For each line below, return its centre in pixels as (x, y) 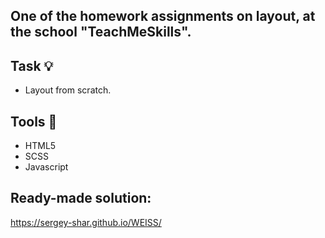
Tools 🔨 (34, 121)
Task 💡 (32, 65)
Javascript (46, 167)
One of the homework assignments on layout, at (163, 16)
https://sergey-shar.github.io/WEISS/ (86, 222)
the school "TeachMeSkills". (101, 32)
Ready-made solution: (81, 198)
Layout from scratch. (68, 90)
